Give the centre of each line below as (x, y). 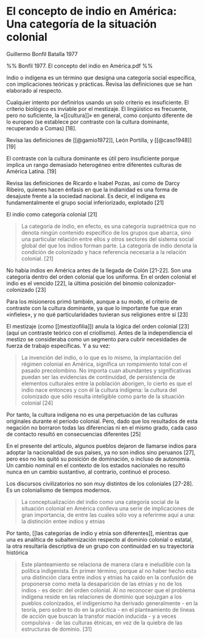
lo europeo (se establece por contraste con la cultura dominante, (88, 122)
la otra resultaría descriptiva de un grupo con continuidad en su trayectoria (100, 546)
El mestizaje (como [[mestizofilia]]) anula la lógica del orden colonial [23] (98, 326)
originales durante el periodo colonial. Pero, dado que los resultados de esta (102, 421)
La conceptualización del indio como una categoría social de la (100, 502)
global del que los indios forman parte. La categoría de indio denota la (109, 246)
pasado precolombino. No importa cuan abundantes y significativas (106, 370)
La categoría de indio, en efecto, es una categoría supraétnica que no (108, 226)
